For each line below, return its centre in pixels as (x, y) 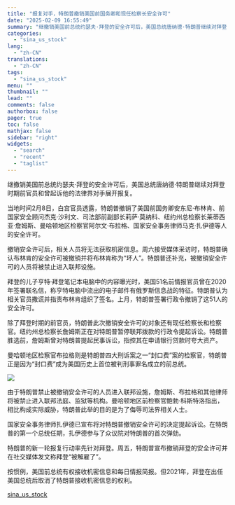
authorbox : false (33, 111)
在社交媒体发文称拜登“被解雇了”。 (56, 457)
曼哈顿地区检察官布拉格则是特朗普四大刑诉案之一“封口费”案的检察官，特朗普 (117, 355)
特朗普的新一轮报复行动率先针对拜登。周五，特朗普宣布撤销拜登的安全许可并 (117, 448)
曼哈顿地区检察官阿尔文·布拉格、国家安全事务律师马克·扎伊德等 (130, 226)
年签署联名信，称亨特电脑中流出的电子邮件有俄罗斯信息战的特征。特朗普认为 (117, 290)
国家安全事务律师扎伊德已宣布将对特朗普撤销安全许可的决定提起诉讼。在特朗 (117, 424)
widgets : (20, 144)
